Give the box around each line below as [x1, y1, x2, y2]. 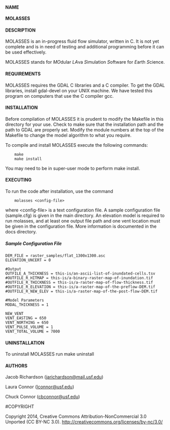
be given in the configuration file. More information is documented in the [5, 223, 157, 229]
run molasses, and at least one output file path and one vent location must [5, 218, 161, 224]
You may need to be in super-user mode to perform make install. [5, 165, 141, 171]
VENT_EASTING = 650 [5, 315, 47, 320]
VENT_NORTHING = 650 [5, 320, 49, 325]
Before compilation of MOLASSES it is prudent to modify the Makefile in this [5, 116, 164, 122]
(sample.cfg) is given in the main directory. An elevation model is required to [5, 212, 165, 219]
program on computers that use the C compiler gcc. [5, 93, 114, 99]
